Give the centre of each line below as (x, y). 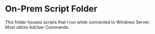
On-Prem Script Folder (51, 9)
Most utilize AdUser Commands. (37, 27)
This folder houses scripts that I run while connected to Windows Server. (77, 22)
